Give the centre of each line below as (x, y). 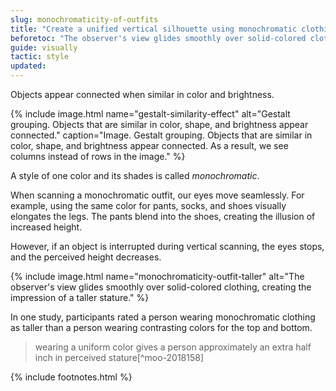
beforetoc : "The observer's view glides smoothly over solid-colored (158, 38)
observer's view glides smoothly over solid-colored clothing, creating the (161, 287)
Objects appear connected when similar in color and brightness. (142, 94)
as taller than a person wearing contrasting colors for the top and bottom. (161, 327)
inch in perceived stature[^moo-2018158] (119, 357)
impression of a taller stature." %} (80, 297)
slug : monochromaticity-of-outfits (84, 19)
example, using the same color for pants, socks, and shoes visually (148, 205)
